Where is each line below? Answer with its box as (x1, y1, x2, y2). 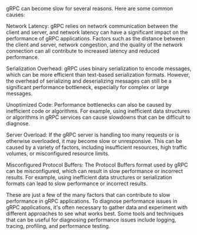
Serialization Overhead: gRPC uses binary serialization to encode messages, (6, 65, 192, 72)
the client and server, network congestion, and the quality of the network (6, 41, 183, 48)
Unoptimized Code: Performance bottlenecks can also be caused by (6, 101, 172, 108)
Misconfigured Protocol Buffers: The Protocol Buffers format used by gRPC (6, 161, 188, 168)
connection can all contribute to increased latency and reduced (6, 47, 160, 55)
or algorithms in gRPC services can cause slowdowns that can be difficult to (6, 114, 191, 121)
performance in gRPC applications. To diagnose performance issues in (6, 197, 178, 205)
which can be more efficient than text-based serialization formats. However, (6, 71, 190, 78)
